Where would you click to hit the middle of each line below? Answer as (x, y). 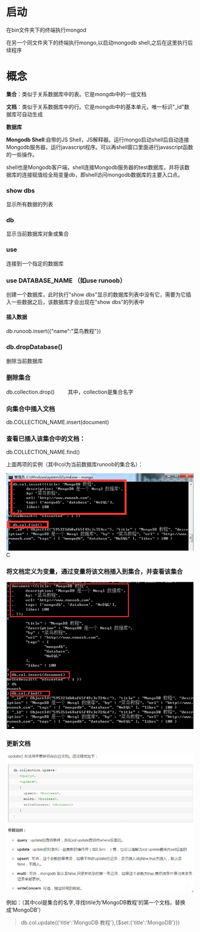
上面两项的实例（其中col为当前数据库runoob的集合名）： (75, 465)
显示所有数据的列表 (30, 204)
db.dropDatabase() (35, 347)
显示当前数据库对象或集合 (37, 234)
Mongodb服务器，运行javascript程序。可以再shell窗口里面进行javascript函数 (100, 147)
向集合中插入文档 (31, 408)
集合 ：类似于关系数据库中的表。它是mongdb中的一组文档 (76, 94)
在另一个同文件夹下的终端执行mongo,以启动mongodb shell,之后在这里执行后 (100, 42)
